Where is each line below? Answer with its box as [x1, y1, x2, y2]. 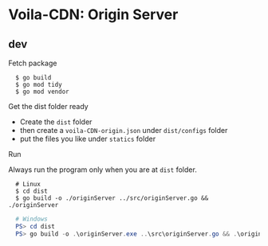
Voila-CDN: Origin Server [8, 6, 179, 24]
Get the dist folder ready [8, 102, 89, 111]
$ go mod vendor [15, 88, 69, 96]
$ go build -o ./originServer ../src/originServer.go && [15, 194, 209, 202]
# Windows [15, 215, 48, 223]
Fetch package [8, 58, 57, 68]
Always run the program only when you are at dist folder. [8, 165, 197, 174]
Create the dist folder [19, 117, 93, 127]
